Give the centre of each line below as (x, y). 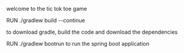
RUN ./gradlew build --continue (46, 20)
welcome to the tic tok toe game (47, 9)
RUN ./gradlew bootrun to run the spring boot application (78, 44)
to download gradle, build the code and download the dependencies (92, 32)
